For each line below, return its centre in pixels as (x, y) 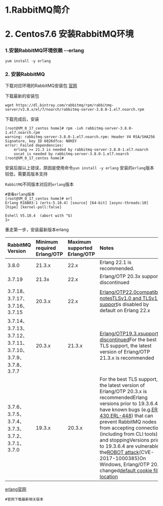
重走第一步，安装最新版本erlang (37, 229)
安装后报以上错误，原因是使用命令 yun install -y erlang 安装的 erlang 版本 (80, 168)
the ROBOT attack (119, 452)
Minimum (47, 242)
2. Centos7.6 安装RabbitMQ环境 (70, 34)
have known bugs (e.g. (126, 410)
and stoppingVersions (124, 440)
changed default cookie (126, 470)
